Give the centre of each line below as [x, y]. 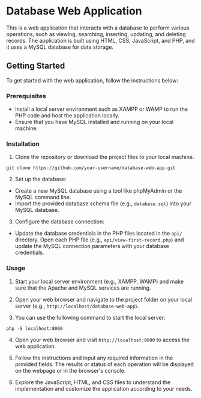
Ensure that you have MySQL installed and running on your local [94, 122]
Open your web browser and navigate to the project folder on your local [103, 299]
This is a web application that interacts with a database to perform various [98, 28]
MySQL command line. [43, 197]
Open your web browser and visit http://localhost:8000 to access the [102, 340]
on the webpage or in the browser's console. [70, 370]
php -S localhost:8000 [34, 328]
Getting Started [36, 66]
